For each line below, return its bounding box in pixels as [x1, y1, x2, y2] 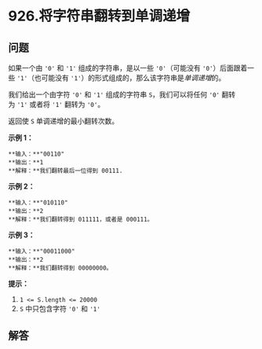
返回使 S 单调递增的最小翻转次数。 [8, 116, 119, 126]
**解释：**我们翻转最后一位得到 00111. [8, 167, 123, 174]
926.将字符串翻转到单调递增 [8, 7, 191, 25]
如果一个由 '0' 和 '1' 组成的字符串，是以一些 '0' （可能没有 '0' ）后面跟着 [8, 64, 248, 72]
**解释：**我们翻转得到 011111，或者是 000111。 [8, 215, 154, 223]
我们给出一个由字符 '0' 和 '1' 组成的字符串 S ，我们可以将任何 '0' [8, 90, 220, 99]
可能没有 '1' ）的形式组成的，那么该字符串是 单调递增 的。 [41, 73, 226, 83]
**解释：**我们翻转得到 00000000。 [8, 264, 112, 272]
